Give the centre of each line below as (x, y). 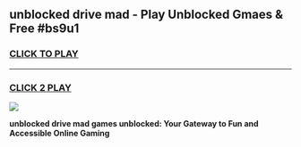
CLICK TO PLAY (44, 54)
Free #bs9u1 (44, 29)
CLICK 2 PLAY (40, 87)
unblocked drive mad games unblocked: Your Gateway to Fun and (134, 123)
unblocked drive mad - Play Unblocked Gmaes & (146, 15)
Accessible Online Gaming (60, 133)
